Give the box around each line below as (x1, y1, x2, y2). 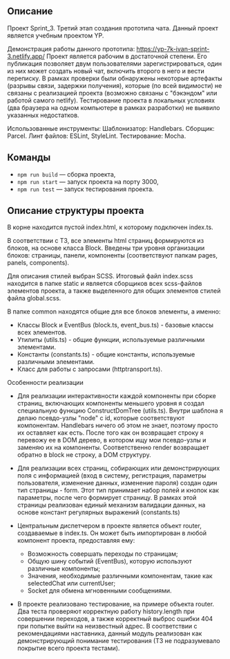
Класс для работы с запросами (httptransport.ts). (17, 365, 163, 373)
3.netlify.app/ (7, 52, 45, 60)
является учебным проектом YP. (7, 31, 104, 39)
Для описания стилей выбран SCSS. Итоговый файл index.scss (7, 272, 193, 280)
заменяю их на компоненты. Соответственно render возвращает (17, 443, 209, 452)
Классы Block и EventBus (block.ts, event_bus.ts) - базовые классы (17, 321, 214, 329)
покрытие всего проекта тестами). (17, 644, 120, 653)
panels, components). (7, 259, 70, 267)
